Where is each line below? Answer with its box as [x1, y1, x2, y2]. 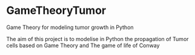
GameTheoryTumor [6, 4, 107, 18]
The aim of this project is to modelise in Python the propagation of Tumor [6, 35, 189, 42]
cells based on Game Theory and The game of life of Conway [6, 42, 160, 49]
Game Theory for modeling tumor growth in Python [6, 24, 134, 31]
